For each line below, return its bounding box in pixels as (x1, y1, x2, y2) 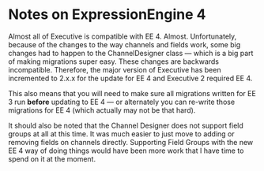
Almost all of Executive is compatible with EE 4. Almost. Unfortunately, (8, 32, 237, 41)
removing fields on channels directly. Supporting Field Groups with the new (8, 137, 254, 147)
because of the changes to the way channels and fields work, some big (8, 39, 241, 49)
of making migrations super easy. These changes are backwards (8, 57, 220, 66)
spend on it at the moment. (8, 154, 96, 163)
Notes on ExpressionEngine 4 (8, 6, 206, 24)
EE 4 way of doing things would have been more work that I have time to (8, 146, 244, 155)
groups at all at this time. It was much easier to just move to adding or (8, 128, 235, 139)
